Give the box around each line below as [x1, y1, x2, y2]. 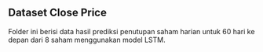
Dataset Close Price [8, 6, 108, 19]
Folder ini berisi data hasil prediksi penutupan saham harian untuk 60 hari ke [8, 26, 255, 36]
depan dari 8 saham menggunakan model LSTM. [8, 35, 166, 44]
